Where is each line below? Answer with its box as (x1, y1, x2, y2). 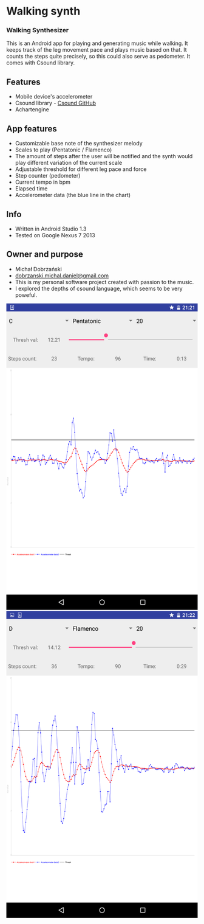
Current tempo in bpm (15, 178, 71, 186)
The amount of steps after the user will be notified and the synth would (15, 153, 193, 160)
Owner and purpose (6, 249, 84, 260)
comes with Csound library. (6, 59, 75, 66)
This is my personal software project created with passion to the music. (15, 278, 194, 285)
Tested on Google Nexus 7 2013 (15, 231, 95, 238)
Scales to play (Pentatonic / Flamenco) (15, 146, 112, 153)
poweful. (15, 291, 38, 299)
